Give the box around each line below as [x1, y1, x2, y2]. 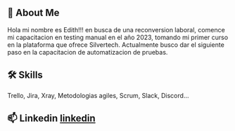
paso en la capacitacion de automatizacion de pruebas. [7, 48, 168, 56]
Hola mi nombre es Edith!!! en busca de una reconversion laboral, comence [7, 25, 225, 34]
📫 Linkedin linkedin [7, 113, 96, 125]
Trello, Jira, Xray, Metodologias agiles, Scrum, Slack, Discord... [7, 91, 189, 99]
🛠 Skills [7, 69, 44, 81]
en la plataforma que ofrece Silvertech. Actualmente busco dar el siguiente [7, 40, 225, 49]
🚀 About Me [7, 7, 60, 19]
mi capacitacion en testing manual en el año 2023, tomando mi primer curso [7, 33, 229, 41]
